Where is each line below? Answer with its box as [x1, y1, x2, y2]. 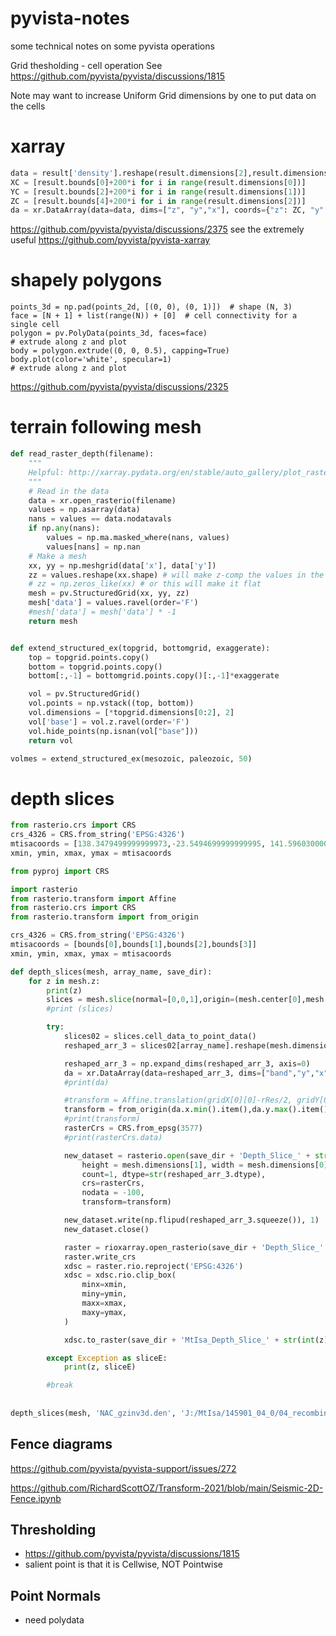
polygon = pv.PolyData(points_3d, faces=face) [10, 328, 208, 339]
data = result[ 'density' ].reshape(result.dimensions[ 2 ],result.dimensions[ [10, 168, 333, 178]
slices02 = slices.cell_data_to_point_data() [63, 1032, 257, 1042]
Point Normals [10, 1587, 102, 1604]
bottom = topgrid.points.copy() [28, 662, 163, 672]
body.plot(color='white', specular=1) [10, 355, 172, 365]
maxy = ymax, [81, 1307, 128, 1317]
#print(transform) [63, 1114, 141, 1124]
